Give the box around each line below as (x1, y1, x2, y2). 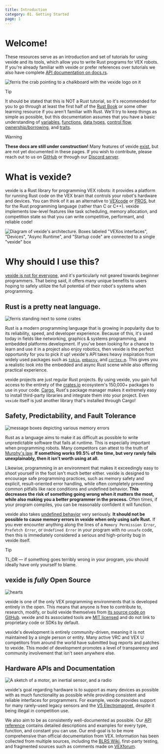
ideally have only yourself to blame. (5, 561, 77, 567)
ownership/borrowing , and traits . (5, 124, 71, 131)
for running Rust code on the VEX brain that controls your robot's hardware (5, 193, 157, 199)
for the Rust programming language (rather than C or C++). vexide (5, 203, 139, 209)
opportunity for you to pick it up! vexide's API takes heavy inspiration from (5, 351, 155, 357)
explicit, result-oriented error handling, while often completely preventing (5, 480, 153, 486)
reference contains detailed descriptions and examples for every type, (5, 722, 147, 728)
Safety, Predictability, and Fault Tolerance (5, 412, 136, 420)
